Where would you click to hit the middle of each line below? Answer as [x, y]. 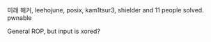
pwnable [20, 18]
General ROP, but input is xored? [54, 31]
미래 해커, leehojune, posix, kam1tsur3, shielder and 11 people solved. [105, 10]
